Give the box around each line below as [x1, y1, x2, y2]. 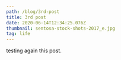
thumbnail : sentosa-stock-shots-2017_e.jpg [6, 25, 116, 31]
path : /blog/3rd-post [6, 8, 60, 15]
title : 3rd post [6, 14, 46, 20]
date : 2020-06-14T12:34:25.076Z [6, 20, 86, 26]
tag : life [6, 31, 31, 37]
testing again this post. [6, 47, 62, 54]
